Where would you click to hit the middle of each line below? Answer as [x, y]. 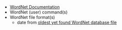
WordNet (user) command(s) [39, 12]
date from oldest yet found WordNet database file [67, 22]
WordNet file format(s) [32, 17]
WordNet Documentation [35, 7]
